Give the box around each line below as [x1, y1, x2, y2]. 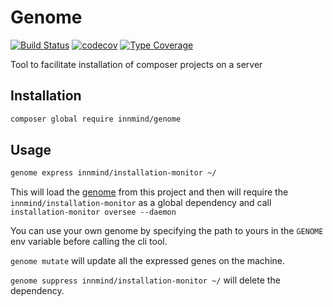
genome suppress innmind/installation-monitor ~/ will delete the [10, 274, 281, 286]
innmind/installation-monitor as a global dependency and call [10, 197, 272, 209]
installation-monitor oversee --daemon [10, 207, 177, 218]
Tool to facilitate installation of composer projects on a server [10, 58, 263, 70]
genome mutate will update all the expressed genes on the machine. [10, 255, 285, 267]
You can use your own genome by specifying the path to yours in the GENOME [10, 225, 324, 237]
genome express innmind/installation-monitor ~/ [10, 168, 217, 178]
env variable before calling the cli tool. [10, 236, 168, 248]
